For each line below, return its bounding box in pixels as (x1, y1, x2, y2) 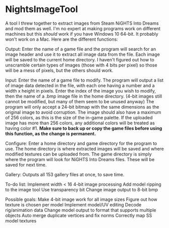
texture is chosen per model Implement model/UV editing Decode (5, 201, 142, 207)
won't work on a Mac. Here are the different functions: (5, 36, 119, 42)
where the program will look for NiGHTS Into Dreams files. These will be (5, 156, 155, 162)
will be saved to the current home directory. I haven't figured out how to (5, 56, 155, 62)
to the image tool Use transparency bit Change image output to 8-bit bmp (5, 186, 158, 192)
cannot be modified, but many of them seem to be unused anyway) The (5, 98, 154, 104)
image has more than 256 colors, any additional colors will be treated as (5, 120, 155, 126)
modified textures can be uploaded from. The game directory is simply (5, 151, 152, 157)
